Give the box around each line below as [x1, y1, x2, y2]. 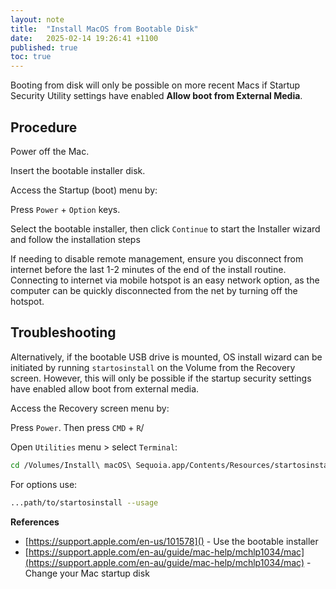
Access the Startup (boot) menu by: [10, 184, 158, 196]
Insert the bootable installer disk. [10, 164, 146, 176]
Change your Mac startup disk [24, 567, 150, 579]
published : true [10, 42, 78, 53]
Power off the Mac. [10, 145, 90, 157]
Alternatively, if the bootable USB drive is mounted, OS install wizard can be [10, 351, 323, 363]
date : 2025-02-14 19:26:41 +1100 [10, 33, 159, 43]
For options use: [10, 478, 78, 490]
